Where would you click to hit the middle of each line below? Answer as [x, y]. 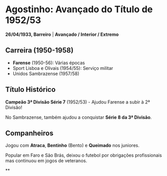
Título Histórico [31, 90]
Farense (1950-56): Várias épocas [49, 63]
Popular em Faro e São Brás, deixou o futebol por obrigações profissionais [84, 155]
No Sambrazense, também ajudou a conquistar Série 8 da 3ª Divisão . [79, 117]
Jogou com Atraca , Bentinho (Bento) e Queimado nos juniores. [72, 145]
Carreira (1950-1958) [40, 50]
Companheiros [29, 133]
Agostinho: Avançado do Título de [79, 9]
